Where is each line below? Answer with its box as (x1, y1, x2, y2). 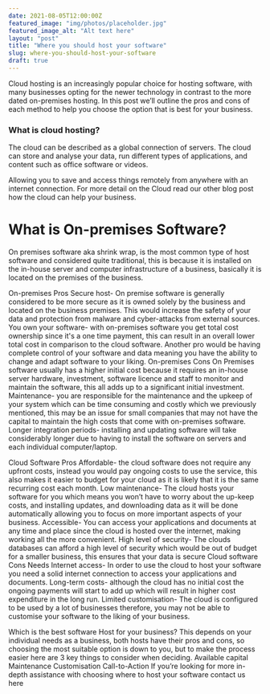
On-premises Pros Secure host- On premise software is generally (8, 289, 225, 298)
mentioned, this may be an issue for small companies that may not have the (8, 408, 259, 418)
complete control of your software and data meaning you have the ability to (8, 348, 258, 358)
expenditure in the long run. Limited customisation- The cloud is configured (8, 594, 259, 604)
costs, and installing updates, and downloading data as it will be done (8, 500, 239, 511)
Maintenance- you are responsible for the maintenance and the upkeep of (8, 391, 253, 400)
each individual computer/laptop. (8, 442, 118, 452)
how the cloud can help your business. (8, 192, 137, 202)
